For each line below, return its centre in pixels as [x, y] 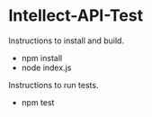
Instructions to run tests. [54, 85]
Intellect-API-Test [76, 16]
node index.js [46, 67]
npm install [42, 58]
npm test [38, 102]
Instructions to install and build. [67, 40]
